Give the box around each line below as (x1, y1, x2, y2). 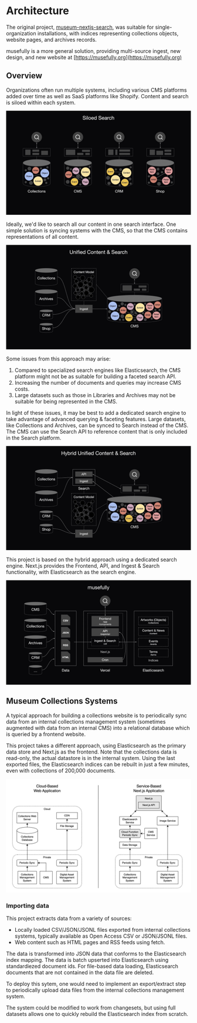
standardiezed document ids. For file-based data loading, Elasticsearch (6, 962, 179, 969)
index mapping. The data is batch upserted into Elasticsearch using (6, 956, 169, 963)
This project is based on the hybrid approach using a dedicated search (6, 556, 177, 563)
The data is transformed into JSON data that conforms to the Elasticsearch (6, 950, 186, 957)
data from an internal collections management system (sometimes (6, 718, 166, 725)
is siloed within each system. (6, 99, 76, 106)
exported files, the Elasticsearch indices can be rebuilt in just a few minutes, (6, 761, 190, 768)
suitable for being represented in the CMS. (14, 398, 118, 405)
